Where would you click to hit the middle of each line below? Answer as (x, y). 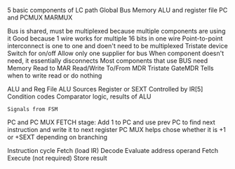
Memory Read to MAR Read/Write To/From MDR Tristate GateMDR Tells (110, 68)
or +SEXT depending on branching (57, 137)
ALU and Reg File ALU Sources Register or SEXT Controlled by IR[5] (105, 89)
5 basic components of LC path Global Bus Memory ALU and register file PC (117, 10)
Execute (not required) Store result (57, 158)
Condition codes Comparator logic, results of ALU (79, 96)
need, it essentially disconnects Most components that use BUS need (108, 61)
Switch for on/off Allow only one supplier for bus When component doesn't (116, 53)
